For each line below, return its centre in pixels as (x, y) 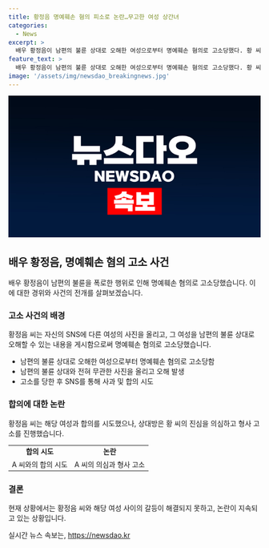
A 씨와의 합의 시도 (40, 464)
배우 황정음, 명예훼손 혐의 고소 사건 (89, 262)
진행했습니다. (44, 433)
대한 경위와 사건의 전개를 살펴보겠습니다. (80, 293)
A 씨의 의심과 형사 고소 (110, 464)
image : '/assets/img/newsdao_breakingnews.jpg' (89, 76)
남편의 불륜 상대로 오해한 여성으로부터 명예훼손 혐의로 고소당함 (117, 361)
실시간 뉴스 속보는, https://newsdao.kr (69, 535)
